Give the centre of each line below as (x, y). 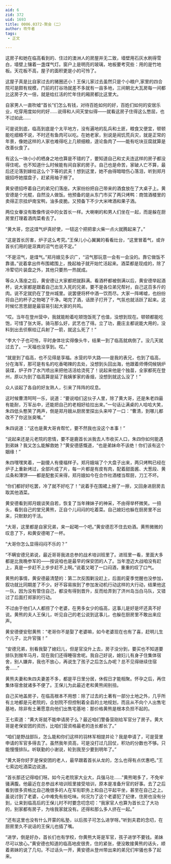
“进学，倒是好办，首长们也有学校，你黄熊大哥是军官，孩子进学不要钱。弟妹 (84, 837)
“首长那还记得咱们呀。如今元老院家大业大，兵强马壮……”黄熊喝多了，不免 (82, 777)
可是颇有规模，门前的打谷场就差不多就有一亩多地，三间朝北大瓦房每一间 (85, 88)
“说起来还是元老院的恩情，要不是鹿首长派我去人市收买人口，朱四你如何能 (82, 439)
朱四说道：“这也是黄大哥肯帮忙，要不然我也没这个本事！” (65, 428)
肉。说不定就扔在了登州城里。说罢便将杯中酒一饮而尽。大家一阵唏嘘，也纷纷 (85, 293)
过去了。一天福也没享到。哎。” (36, 347)
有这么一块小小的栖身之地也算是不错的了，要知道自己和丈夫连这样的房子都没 (85, 158)
